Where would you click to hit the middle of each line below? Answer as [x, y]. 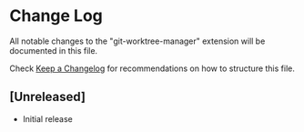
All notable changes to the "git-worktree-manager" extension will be [137, 41]
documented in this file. [54, 50]
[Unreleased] [48, 97]
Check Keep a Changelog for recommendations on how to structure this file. [152, 68]
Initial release [47, 118]
